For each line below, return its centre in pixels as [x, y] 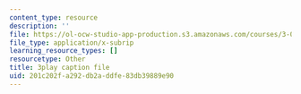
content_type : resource [54, 17]
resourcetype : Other [48, 59]
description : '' [39, 26]
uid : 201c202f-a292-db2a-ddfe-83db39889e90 [92, 76]
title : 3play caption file [60, 68]
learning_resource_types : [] [64, 51]
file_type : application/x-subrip [72, 43]
